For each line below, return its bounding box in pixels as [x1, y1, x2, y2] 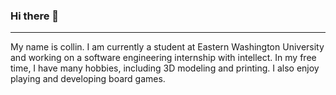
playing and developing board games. [10, 73, 166, 85]
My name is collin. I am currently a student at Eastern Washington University [10, 41, 325, 53]
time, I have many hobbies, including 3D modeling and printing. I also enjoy [10, 62, 320, 74]
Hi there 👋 [10, 9, 60, 23]
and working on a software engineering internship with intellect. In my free [10, 52, 317, 64]
